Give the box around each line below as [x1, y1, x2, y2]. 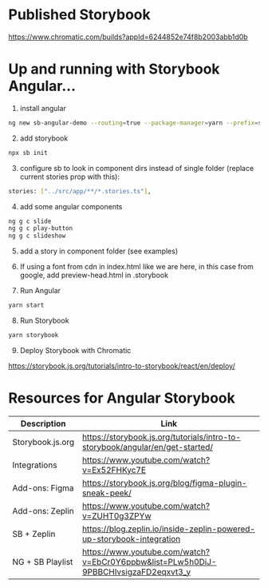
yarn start [8, 301, 45, 309]
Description [20, 418, 66, 429]
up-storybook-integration [82, 533, 181, 544]
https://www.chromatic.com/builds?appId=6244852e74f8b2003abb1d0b [8, 32, 249, 42]
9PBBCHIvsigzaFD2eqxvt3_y [82, 566, 191, 577]
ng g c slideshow [8, 232, 66, 240]
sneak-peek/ [82, 487, 132, 499]
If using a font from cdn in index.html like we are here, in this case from [19, 262, 254, 272]
